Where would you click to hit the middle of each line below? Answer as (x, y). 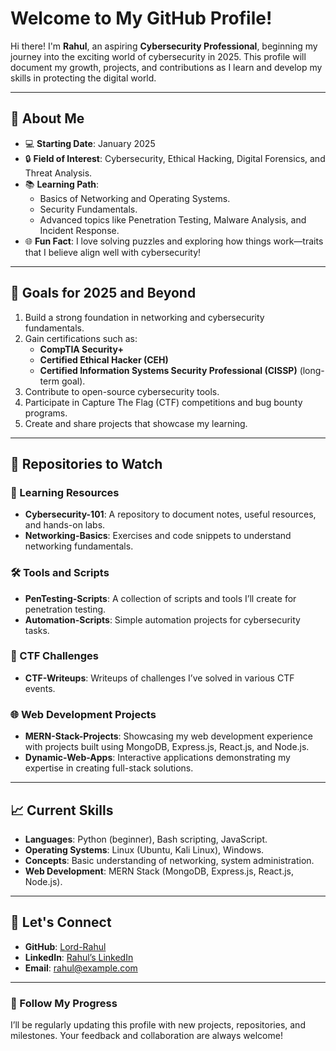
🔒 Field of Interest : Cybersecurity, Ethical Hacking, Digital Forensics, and (175, 158)
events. (40, 688)
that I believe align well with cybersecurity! (113, 252)
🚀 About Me (47, 118)
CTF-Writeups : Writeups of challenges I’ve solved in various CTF (159, 678)
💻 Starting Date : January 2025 (90, 143)
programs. (46, 413)
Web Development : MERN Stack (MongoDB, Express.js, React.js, (159, 871)
